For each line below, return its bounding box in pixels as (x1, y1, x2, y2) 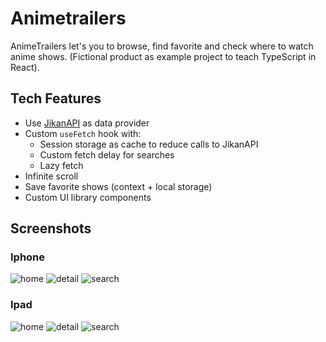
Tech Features (10, 90, 102, 107)
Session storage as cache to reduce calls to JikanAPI (39, 138, 259, 150)
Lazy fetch (39, 159, 84, 171)
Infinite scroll (24, 170, 79, 182)
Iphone (10, 250, 46, 264)
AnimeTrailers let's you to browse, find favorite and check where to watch (10, 40, 314, 52)
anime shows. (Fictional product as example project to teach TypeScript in (10, 50, 317, 62)
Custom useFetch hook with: (24, 127, 142, 139)
